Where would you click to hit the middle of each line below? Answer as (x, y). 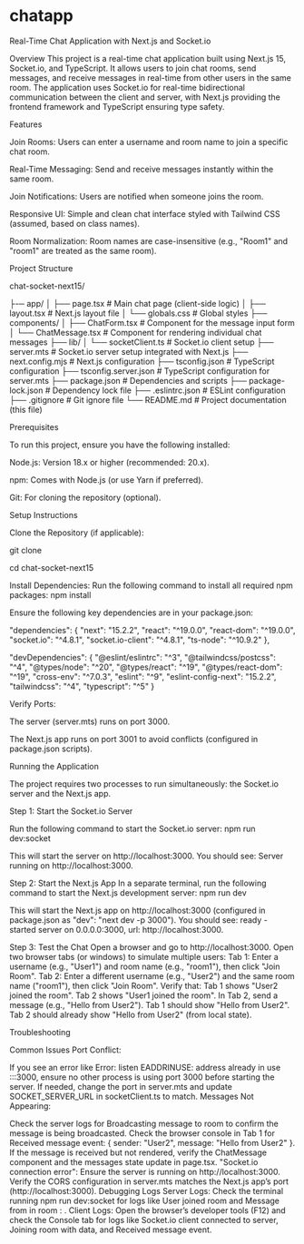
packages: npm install (50, 594)
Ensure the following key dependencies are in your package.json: (132, 612)
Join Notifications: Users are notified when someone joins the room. (137, 196)
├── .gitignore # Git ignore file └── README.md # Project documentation (148, 399)
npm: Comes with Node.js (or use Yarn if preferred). (107, 480)
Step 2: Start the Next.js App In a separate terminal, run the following (138, 883)
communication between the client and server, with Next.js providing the (145, 97)
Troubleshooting (40, 1032)
